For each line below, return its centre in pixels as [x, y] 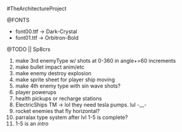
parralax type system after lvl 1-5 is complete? [71, 117]
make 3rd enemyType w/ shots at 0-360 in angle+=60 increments [95, 61]
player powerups [36, 92]
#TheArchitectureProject [37, 9]
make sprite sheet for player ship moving [65, 80]
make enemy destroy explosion [53, 73]
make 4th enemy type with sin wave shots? [68, 86]
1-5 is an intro [32, 123]
